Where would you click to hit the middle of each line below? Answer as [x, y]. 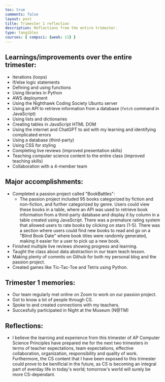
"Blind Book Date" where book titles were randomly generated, [83, 236]
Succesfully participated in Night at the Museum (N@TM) [70, 310]
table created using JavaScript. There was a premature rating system [90, 220]
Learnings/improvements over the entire [68, 57]
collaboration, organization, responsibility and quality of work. [75, 353]
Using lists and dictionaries [40, 119]
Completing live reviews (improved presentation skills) [67, 150]
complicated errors [32, 134]
